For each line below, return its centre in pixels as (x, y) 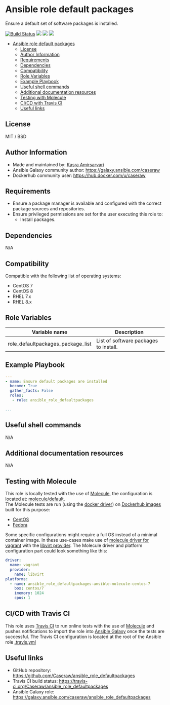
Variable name (50, 332)
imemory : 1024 (29, 593)
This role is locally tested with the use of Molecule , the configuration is (79, 494)
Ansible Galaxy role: (33, 692)
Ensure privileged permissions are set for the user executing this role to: (88, 214)
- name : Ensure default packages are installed (56, 381)
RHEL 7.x (22, 296)
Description (129, 332)
